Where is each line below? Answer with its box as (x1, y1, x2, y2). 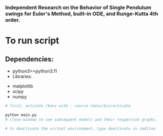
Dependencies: (5, 54, 54, 63)
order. (5, 16, 20, 23)
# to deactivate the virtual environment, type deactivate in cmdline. (5, 126, 157, 131)
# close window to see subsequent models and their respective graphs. (5, 117, 157, 122)
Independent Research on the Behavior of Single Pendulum (5, 4, 151, 11)
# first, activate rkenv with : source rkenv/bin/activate (5, 103, 131, 108)
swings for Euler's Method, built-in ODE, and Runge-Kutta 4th (5, 10, 158, 17)
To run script (5, 35, 59, 46)
